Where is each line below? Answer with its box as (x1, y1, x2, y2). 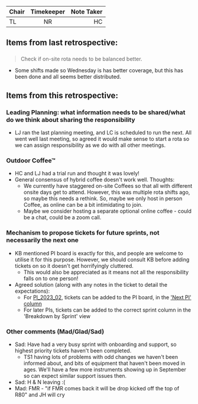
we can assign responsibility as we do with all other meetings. (14, 142, 166, 149)
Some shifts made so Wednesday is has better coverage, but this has (14, 67, 183, 74)
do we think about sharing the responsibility (6, 116, 135, 124)
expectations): (14, 287, 50, 294)
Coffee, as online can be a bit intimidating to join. (23, 201, 143, 209)
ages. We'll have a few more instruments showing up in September (23, 365, 186, 373)
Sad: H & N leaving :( (14, 379, 66, 386)
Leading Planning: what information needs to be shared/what (6, 108, 186, 116)
